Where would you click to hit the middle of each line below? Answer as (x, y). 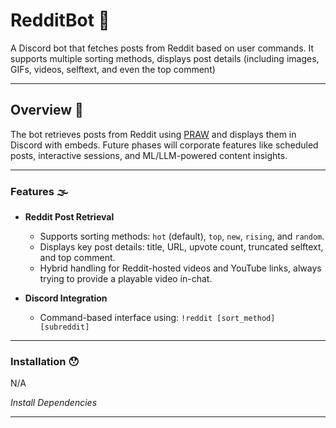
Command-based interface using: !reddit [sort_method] (157, 318)
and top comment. (77, 258)
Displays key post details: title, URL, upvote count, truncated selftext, (181, 247)
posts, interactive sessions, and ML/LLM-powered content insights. (149, 155)
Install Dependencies (54, 403)
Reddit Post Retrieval (69, 217)
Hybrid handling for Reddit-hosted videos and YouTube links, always (180, 268)
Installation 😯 (45, 361)
